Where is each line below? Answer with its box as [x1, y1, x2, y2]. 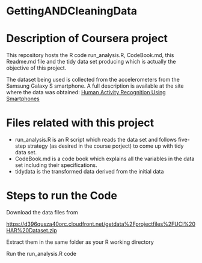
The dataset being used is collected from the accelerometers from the [6, 76, 180, 83]
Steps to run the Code [6, 189, 117, 202]
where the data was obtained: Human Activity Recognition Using [6, 89, 167, 96]
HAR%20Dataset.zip [6, 227, 57, 234]
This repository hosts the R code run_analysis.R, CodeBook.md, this [6, 52, 174, 59]
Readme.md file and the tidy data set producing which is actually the [6, 58, 176, 65]
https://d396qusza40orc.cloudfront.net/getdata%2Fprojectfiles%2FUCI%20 [6, 220, 196, 228]
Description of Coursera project [6, 32, 168, 46]
